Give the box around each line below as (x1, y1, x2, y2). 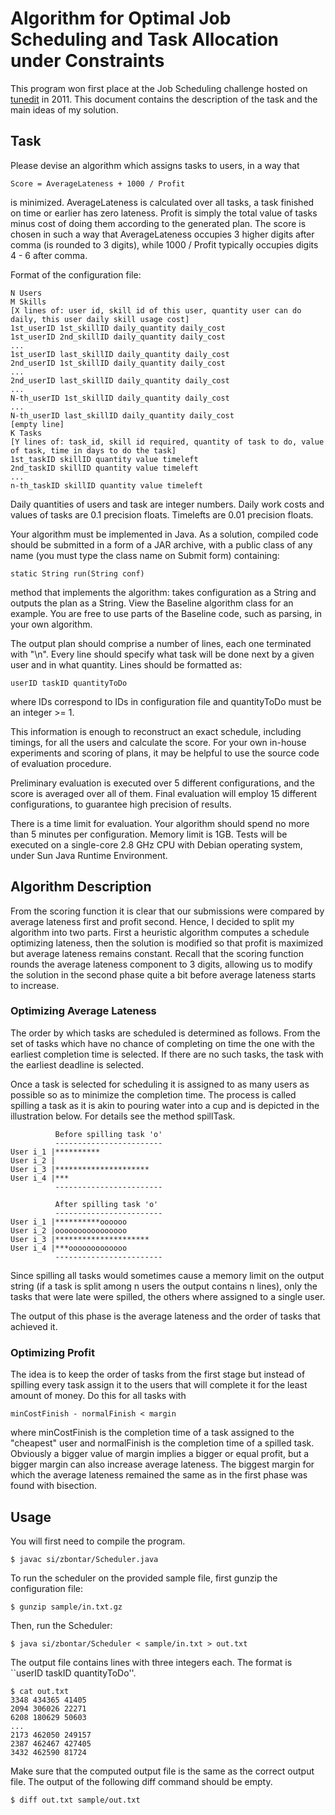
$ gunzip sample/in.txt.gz (10, 1602, 123, 1612)
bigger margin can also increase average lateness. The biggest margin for (10, 1458, 315, 1471)
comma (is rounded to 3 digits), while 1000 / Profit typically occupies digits (10, 238, 319, 251)
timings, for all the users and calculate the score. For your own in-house (10, 736, 307, 748)
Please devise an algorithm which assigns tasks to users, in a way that (10, 159, 300, 171)
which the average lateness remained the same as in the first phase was (10, 1469, 308, 1481)
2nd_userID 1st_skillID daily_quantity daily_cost (10, 358, 226, 368)
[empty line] (10, 419, 65, 429)
